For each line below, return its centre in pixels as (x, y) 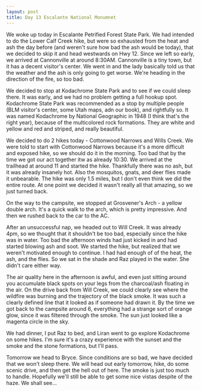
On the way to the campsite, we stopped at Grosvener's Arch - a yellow (94, 203)
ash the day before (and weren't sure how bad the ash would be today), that (100, 47)
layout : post (22, 12)
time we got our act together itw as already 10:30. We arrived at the (89, 159)
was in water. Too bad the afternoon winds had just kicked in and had (92, 240)
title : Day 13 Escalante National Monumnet (61, 17)
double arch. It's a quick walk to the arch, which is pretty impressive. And (97, 209)
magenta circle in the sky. (38, 322)
